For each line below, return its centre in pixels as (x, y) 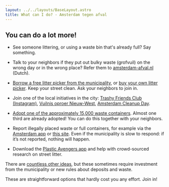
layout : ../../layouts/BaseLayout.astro (48, 10)
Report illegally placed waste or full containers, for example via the (82, 128)
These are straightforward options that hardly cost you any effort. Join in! (81, 179)
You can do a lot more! (41, 35)
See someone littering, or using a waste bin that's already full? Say (82, 47)
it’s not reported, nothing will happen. (51, 139)
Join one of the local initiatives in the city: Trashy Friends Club (77, 98)
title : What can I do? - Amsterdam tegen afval (56, 15)
